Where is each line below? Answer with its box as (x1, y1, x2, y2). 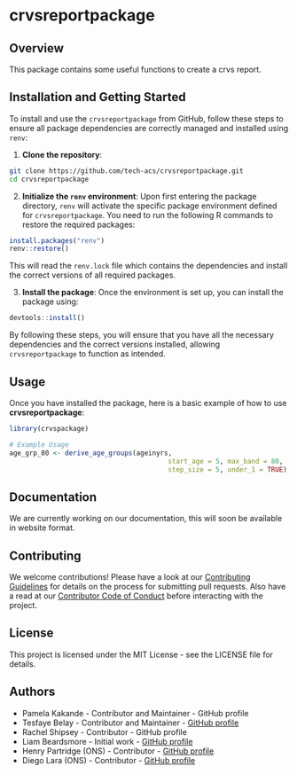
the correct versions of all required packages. (9, 270, 176, 280)
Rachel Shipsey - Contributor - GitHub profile (21, 726, 188, 737)
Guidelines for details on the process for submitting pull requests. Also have (9, 582, 286, 591)
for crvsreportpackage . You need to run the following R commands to (21, 209, 273, 220)
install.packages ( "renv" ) (9, 236, 105, 245)
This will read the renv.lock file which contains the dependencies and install (9, 261, 288, 271)
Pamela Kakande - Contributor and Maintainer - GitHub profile (21, 708, 249, 718)
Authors (9, 684, 56, 700)
